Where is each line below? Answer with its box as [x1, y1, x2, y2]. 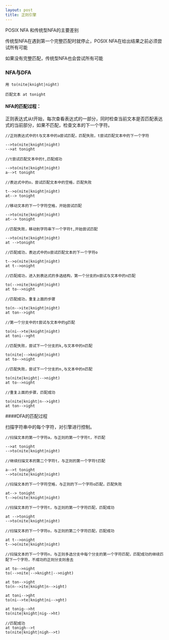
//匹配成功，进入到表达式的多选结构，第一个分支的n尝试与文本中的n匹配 [5, 273, 136, 278]
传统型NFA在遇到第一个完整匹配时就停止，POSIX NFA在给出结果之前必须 [5, 38, 158, 44]
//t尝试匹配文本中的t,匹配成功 [5, 157, 63, 162]
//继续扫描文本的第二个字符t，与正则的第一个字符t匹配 [5, 458, 106, 464]
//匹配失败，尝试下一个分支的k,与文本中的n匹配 [5, 343, 93, 348]
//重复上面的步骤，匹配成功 [5, 390, 56, 395]
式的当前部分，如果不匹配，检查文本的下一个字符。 [5, 122, 112, 128]
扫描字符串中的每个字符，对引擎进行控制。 [5, 424, 95, 430]
